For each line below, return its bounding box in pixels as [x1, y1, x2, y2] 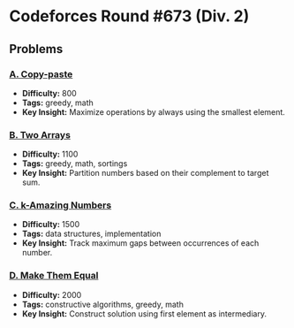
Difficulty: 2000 [21, 289, 82, 300]
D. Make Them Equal [9, 270, 99, 282]
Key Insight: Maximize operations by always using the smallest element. [21, 106, 285, 117]
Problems [9, 42, 64, 57]
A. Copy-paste [9, 68, 73, 80]
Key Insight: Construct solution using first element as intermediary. [21, 308, 268, 319]
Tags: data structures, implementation [21, 228, 162, 240]
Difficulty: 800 [21, 88, 77, 98]
